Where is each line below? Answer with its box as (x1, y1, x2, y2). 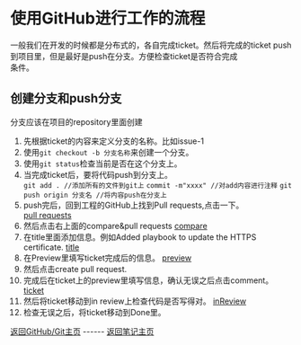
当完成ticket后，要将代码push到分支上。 (22, 169, 173, 180)
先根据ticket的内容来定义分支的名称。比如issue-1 (22, 136, 205, 146)
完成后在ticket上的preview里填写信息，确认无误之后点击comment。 (22, 275, 273, 286)
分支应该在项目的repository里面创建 (10, 116, 143, 127)
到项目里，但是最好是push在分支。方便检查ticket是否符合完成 (10, 50, 238, 61)
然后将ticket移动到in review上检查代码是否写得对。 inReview (22, 296, 246, 306)
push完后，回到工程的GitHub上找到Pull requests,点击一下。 (22, 199, 244, 210)
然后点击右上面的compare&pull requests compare (22, 220, 208, 231)
